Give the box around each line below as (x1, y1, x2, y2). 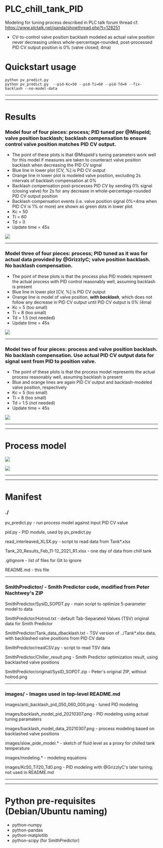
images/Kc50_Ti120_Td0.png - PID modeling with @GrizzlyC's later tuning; (5, 764, 154, 770)
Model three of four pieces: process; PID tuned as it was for (5, 250, 148, 257)
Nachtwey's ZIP (5, 590, 44, 596)
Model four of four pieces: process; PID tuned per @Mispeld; (5, 128, 151, 135)
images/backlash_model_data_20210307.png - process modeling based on (5, 725, 154, 731)
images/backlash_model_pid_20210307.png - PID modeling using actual (5, 711, 149, 717)
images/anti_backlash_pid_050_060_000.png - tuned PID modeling (5, 702, 138, 707)
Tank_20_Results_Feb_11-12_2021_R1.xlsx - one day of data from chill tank (5, 548, 152, 554)
